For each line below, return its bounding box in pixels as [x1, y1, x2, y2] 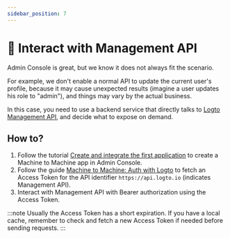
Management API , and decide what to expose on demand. [7, 112, 174, 121]
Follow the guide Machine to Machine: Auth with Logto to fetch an [17, 166, 206, 174]
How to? [7, 132, 44, 144]
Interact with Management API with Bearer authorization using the [17, 188, 206, 196]
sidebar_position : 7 [7, 10, 67, 17]
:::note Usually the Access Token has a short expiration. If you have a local [7, 209, 220, 217]
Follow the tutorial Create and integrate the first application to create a [17, 151, 219, 160]
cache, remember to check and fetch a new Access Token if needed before [7, 217, 224, 225]
